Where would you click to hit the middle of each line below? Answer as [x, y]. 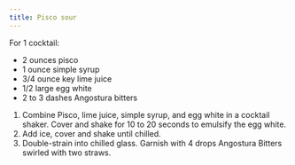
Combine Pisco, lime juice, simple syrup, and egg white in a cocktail [146, 114]
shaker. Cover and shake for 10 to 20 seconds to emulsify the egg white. [154, 124]
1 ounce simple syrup [61, 69]
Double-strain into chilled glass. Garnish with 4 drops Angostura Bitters [152, 143]
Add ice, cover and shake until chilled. [91, 133]
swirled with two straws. [66, 153]
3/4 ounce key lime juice [67, 79]
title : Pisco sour [43, 17]
